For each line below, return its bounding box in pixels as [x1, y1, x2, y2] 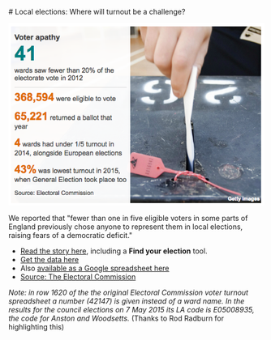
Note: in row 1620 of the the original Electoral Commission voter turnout [8, 287, 249, 297]
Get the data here [19, 254, 80, 264]
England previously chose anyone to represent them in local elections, [8, 222, 243, 232]
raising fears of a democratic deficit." [8, 230, 133, 240]
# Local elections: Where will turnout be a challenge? [8, 7, 186, 16]
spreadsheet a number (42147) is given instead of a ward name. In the [8, 295, 245, 306]
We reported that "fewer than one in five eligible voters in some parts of [8, 213, 248, 223]
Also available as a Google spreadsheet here [19, 263, 170, 273]
